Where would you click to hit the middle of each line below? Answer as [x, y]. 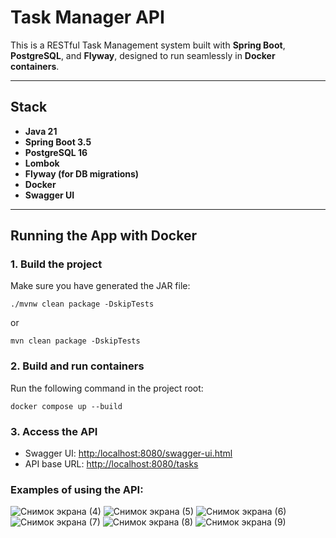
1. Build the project [56, 264]
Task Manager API [87, 17]
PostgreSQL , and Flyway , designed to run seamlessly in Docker [143, 55]
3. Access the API [54, 431]
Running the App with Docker [103, 236]
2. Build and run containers [77, 366]
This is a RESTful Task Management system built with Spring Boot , [148, 45]
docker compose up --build [66, 406]
